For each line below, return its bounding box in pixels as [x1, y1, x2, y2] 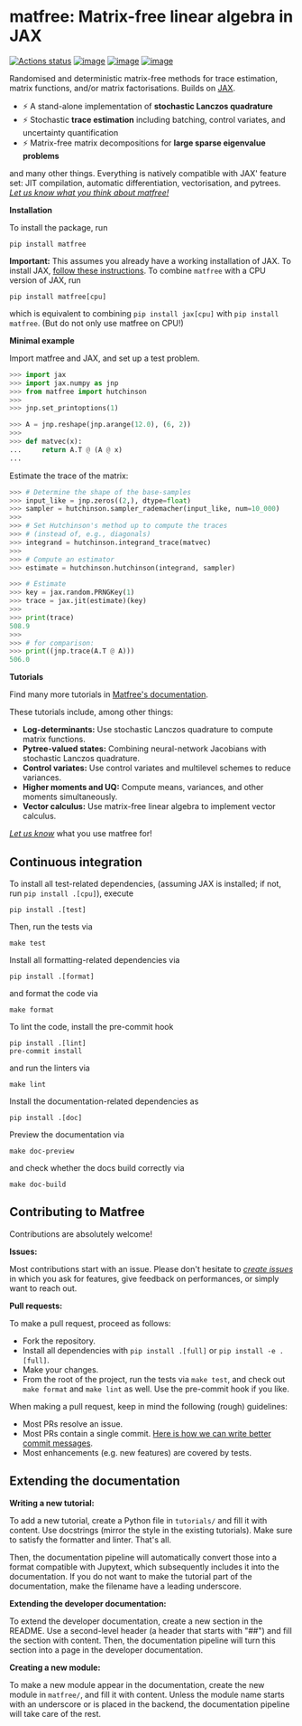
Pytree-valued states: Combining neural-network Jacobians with [22, 743, 267, 754]
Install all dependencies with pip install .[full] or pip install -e [22, 1344, 277, 1355]
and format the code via [9, 988, 99, 998]
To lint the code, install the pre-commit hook [9, 1022, 174, 1032]
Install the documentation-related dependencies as [9, 1096, 199, 1107]
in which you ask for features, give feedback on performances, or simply [9, 1273, 279, 1284]
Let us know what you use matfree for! [9, 828, 153, 839]
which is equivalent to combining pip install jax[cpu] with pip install [9, 307, 279, 318]
